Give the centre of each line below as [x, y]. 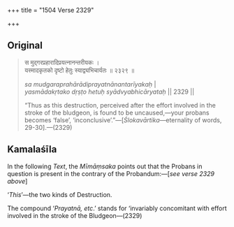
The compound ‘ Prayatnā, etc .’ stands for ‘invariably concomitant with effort [117, 208]
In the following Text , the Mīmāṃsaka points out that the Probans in [105, 166]
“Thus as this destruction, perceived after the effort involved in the [120, 105]
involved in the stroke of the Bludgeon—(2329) [75, 215]
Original [25, 46]
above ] [17, 181]
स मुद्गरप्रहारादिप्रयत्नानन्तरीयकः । [62, 62]
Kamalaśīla [32, 149]
